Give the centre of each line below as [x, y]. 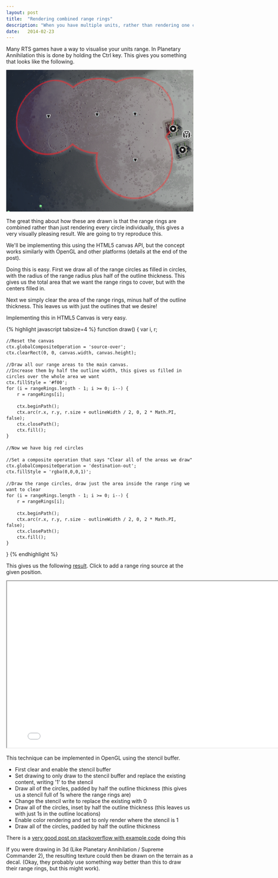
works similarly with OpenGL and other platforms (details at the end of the [97, 251]
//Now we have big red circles [45, 448]
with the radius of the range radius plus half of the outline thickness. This [96, 275]
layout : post [22, 12]
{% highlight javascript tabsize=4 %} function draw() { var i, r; [82, 329]
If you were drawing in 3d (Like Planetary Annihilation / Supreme [85, 849]
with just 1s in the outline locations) [58, 813]
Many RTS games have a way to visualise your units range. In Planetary [94, 49]
